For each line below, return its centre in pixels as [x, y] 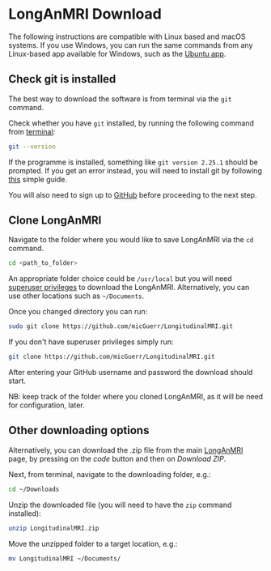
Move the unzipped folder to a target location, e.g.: [93, 543]
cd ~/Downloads [34, 489]
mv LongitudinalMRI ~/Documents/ [65, 558]
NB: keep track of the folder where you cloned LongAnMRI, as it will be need [136, 397]
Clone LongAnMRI [55, 221]
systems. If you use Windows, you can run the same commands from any [131, 45]
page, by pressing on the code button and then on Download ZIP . [117, 458]
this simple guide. [38, 179]
